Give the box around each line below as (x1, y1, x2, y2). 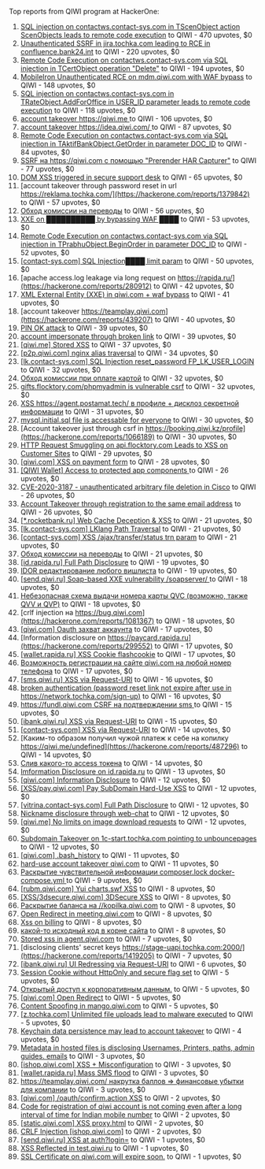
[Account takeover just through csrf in (20, 424, 144, 432)
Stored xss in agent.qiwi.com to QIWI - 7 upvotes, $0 (20, 934, 192, 944)
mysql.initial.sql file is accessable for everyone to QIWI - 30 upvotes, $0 (20, 415, 254, 425)
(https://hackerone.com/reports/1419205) (20, 951, 155, 960)
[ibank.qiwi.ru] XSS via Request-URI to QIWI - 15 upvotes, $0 (20, 717, 218, 726)
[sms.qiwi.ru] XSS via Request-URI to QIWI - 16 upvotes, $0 (20, 675, 213, 684)
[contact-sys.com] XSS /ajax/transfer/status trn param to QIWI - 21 (20, 533, 237, 542)
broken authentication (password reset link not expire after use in (20, 683, 232, 692)
